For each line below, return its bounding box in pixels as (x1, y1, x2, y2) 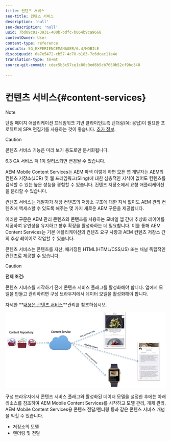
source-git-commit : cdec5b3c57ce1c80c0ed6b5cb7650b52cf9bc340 (5, 62, 140, 68)
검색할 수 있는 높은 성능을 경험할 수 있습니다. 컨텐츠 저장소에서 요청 (5, 182, 139, 188)
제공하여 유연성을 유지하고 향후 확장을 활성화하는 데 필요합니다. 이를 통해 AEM (5, 223, 161, 229)
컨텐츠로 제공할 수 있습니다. (5, 253, 60, 259)
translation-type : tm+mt (5, 57, 58, 62)
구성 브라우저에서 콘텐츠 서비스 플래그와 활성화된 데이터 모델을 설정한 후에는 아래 (5, 393, 166, 400)
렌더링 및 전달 (12, 430, 40, 436)
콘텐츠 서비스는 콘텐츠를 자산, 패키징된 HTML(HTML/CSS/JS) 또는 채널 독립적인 (5, 246, 166, 253)
